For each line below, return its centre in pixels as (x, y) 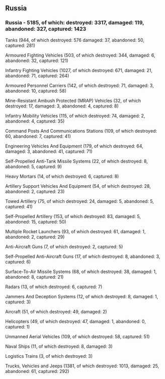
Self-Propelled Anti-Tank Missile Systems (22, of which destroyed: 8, (77, 161)
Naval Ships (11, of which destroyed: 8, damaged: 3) (59, 346)
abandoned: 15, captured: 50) (36, 222)
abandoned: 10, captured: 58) (36, 91)
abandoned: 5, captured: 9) (33, 167)
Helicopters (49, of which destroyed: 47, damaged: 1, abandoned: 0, (75, 321)
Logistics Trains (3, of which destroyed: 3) (49, 356)
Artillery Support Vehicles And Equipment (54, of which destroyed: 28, (78, 186)
